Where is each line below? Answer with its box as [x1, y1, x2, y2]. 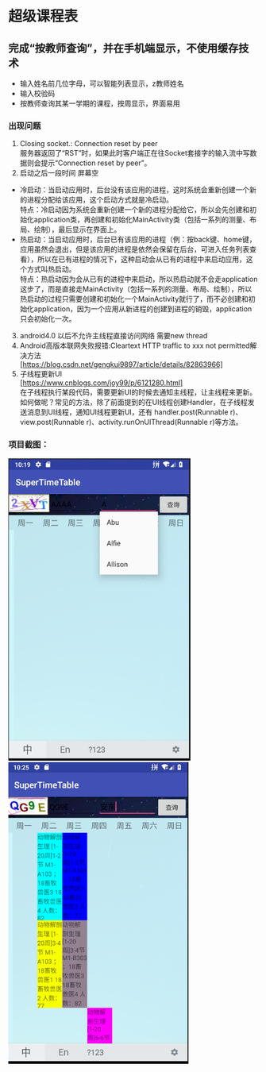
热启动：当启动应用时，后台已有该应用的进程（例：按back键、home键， [19, 235, 256, 245]
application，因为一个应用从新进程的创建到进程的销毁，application [33, 304, 253, 314]
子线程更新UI [19, 369, 62, 379]
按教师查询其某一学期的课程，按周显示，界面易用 [19, 98, 180, 108]
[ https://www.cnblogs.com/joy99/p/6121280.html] [19, 378, 183, 388]
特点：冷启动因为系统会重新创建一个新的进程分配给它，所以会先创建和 [19, 205, 250, 214]
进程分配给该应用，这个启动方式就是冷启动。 [26, 195, 173, 205]
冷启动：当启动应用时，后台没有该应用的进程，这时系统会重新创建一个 [19, 185, 250, 195]
